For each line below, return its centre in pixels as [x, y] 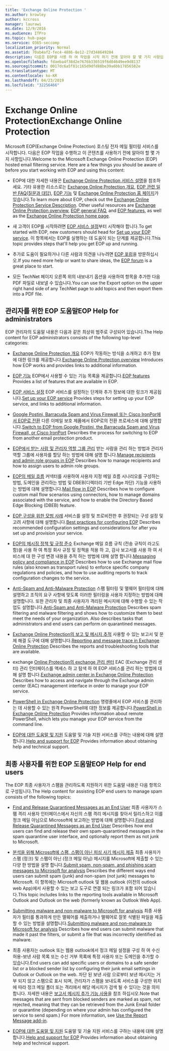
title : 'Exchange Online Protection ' [46, 10]
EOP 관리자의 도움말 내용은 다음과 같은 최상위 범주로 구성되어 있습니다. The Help [84, 332]
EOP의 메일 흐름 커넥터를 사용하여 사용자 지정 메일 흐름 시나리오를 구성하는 [86, 476]
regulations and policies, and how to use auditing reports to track [80, 573]
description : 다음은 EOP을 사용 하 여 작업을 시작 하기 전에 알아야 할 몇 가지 [78, 57]
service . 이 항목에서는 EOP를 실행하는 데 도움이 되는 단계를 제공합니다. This [87, 238]
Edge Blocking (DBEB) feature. [44, 506]
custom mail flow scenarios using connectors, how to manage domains [86, 495]
